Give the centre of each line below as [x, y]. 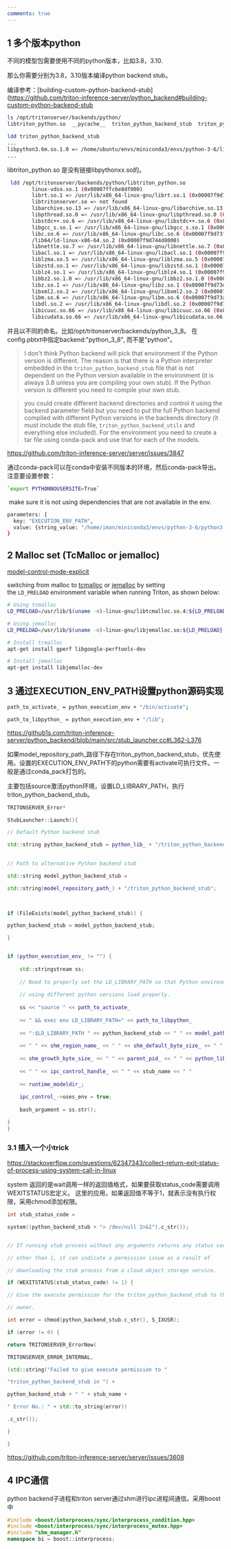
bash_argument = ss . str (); [58, 1110]
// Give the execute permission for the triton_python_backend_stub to [112, 1295]
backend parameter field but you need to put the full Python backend [122, 410]
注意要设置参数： [31, 476]
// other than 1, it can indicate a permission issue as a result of [109, 1258]
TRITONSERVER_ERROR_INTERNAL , [51, 1357]
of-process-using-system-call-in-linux [62, 1170]
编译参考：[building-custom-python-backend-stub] [80, 90]
